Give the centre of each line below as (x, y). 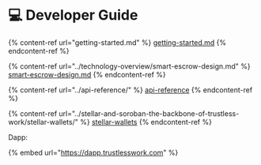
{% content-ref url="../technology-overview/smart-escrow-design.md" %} (129, 66)
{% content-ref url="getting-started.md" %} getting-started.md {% (117, 42)
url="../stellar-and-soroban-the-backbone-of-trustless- (149, 113)
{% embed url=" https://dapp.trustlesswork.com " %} (93, 152)
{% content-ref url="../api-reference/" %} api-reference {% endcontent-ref (130, 90)
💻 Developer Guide (73, 15)
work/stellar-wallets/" (43, 122)
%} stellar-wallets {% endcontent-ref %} (146, 122)
